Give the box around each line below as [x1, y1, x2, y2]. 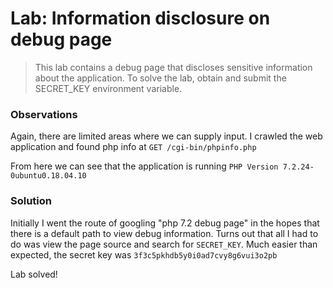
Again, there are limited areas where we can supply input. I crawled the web [10, 130, 323, 142]
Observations [10, 107, 78, 121]
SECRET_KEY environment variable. [34, 82, 183, 94]
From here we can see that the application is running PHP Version [10, 160, 279, 172]
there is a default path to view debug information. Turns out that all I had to [10, 227, 319, 239]
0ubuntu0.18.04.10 [10, 171, 87, 181]
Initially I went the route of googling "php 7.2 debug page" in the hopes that [10, 217, 320, 229]
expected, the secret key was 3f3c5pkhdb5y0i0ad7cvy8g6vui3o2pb [10, 248, 278, 261]
